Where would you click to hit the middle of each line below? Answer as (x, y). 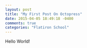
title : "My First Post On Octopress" (44, 14)
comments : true (21, 23)
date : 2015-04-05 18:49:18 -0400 (39, 18)
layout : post (18, 9)
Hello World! (18, 41)
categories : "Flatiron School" (37, 28)
